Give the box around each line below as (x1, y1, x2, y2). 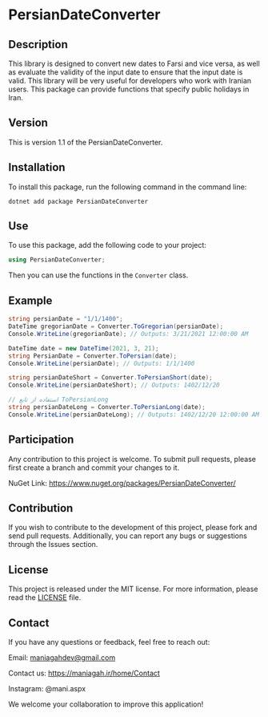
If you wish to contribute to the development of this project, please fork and (8, 523, 258, 533)
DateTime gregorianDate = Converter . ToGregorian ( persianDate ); (8, 322, 224, 330)
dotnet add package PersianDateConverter (8, 197, 149, 205)
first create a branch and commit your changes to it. (8, 463, 180, 472)
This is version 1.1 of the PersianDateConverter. (8, 137, 163, 147)
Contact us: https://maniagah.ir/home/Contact (8, 668, 160, 678)
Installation (8, 160, 66, 174)
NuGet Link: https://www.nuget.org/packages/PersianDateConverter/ (8, 478, 236, 488)
